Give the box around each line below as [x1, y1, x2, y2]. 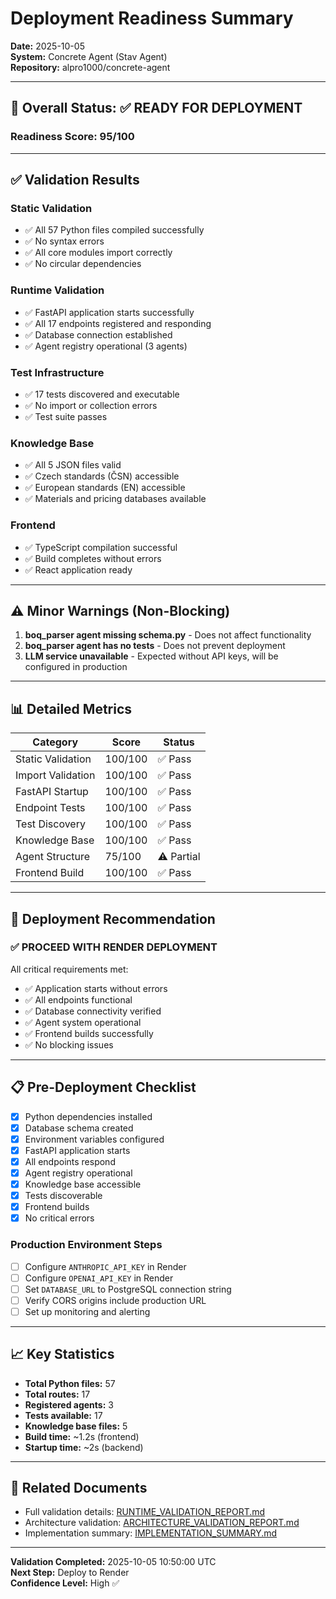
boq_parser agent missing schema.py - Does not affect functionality [24, 629, 312, 641]
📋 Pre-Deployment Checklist [10, 1079, 197, 1096]
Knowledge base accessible [24, 1178, 142, 1190]
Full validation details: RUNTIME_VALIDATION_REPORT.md [24, 1506, 266, 1518]
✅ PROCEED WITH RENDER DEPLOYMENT [10, 940, 218, 954]
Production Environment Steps [10, 1238, 163, 1252]
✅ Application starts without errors [24, 982, 168, 994]
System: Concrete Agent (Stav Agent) [10, 50, 168, 62]
